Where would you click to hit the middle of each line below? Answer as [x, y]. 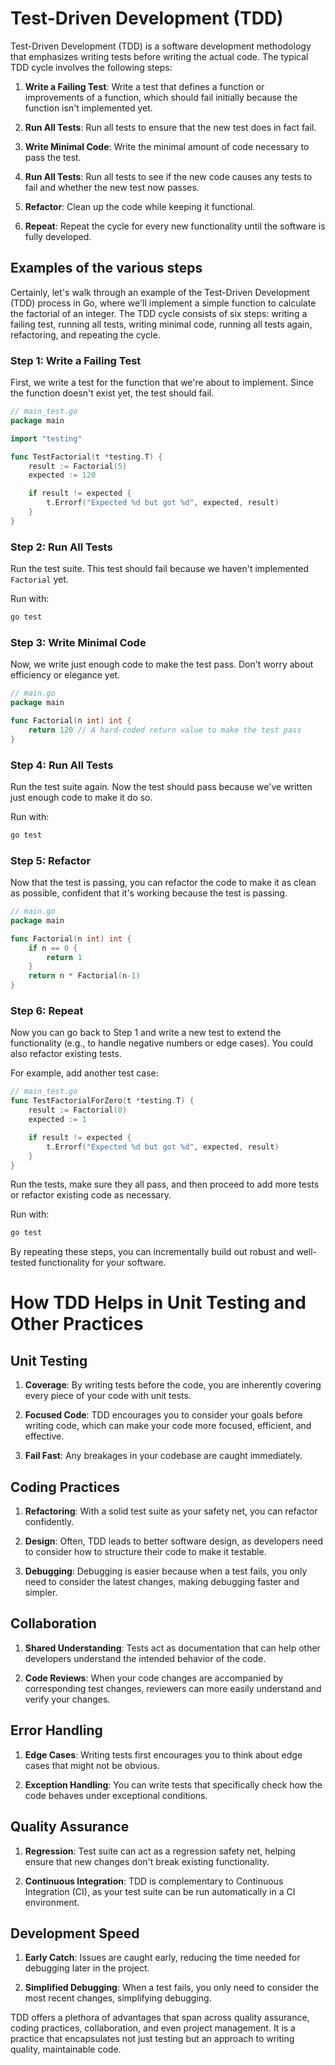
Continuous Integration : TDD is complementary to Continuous [154, 1881]
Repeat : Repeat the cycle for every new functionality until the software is [175, 226]
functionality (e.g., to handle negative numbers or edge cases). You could [162, 1043]
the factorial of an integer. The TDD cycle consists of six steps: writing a [159, 313]
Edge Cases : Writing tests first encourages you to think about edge [163, 1754]
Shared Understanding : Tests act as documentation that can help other [172, 1648]
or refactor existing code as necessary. [91, 1195]
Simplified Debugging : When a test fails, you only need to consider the [172, 1988]
